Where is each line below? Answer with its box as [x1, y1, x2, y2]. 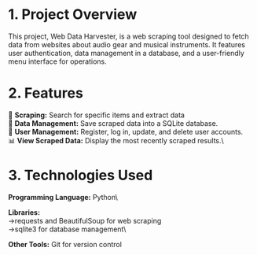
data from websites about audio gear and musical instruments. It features [8, 39, 246, 49]
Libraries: [8, 207, 41, 217]
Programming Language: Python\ [8, 192, 118, 201]
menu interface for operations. [8, 57, 108, 66]
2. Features [8, 84, 84, 102]
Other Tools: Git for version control [8, 239, 122, 249]
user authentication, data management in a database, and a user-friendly [8, 48, 245, 57]
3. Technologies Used [8, 167, 153, 184]
